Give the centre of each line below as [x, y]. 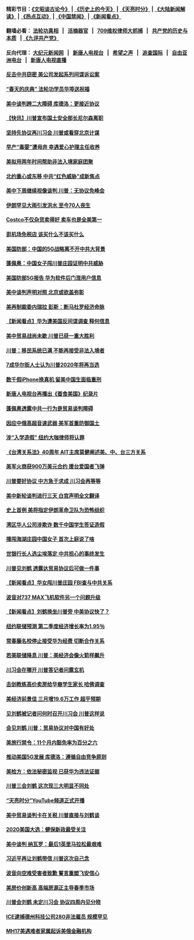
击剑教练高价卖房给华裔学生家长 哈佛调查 [56, 684]
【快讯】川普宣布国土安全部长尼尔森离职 [55, 118]
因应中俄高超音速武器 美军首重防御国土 [53, 423]
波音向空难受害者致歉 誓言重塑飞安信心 [53, 873]
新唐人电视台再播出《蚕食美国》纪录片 [52, 394]
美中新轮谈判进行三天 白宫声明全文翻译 [53, 495]
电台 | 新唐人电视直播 [39, 60]
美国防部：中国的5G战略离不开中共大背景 [56, 249]
